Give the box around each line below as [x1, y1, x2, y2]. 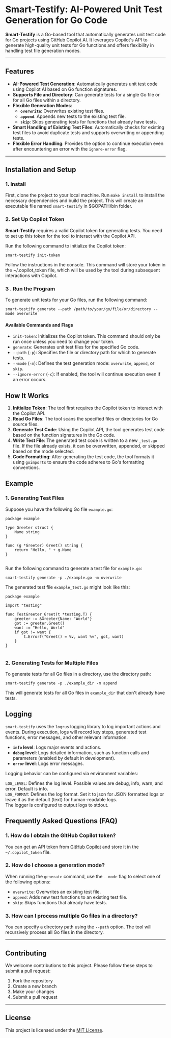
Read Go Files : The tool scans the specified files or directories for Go [12, 416, 158, 422]
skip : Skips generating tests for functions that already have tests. [20, 118, 157, 125]
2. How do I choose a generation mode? [5, 861, 105, 869]
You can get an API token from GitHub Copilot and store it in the [5, 844, 139, 850]
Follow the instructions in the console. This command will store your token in [5, 261, 166, 267]
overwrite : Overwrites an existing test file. [12, 888, 101, 895]
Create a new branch [12, 983, 57, 989]
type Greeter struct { [5, 525, 53, 530]
